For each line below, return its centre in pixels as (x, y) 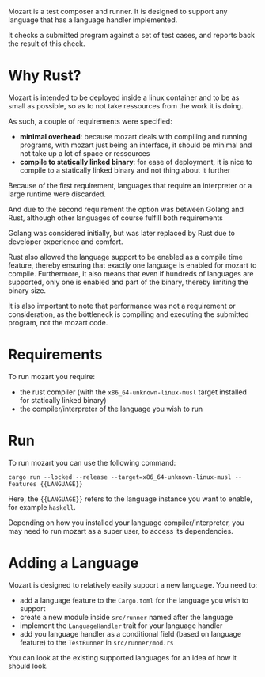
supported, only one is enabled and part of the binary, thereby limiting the (129, 282)
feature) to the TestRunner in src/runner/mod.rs (97, 642)
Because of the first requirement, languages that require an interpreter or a (130, 185)
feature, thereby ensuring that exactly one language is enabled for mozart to (132, 265)
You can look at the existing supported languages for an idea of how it (123, 657)
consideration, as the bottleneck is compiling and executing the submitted (129, 314)
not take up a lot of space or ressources (85, 153)
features (23, 484)
